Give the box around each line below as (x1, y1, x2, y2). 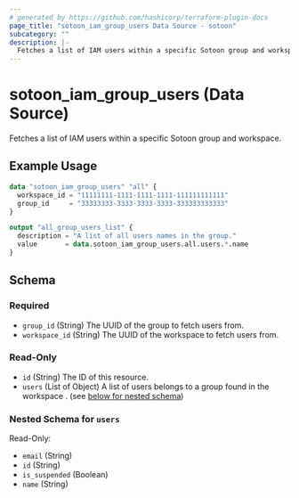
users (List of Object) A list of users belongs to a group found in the (21, 380, 270, 392)
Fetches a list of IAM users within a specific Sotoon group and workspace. (9, 133, 282, 143)
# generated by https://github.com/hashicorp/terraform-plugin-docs (9, 12, 269, 22)
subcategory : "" (9, 29, 69, 38)
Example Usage (9, 159, 98, 174)
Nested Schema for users (9, 412, 120, 425)
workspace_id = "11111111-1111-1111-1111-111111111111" (17, 191, 229, 200)
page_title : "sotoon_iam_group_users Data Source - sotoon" (9, 21, 238, 30)
